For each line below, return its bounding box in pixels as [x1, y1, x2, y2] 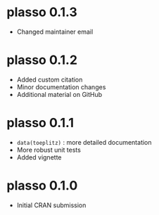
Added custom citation [16, 75, 83, 84]
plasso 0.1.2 [6, 52, 78, 68]
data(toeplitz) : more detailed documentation [16, 138, 152, 146]
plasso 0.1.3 [6, 4, 78, 20]
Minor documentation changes [16, 82, 106, 91]
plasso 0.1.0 [6, 178, 78, 193]
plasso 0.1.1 [6, 115, 75, 131]
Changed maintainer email [16, 27, 94, 36]
